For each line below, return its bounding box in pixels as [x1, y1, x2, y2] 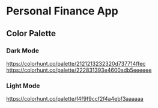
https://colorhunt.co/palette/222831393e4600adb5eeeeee [6, 66, 152, 74]
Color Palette [6, 28, 56, 39]
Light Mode [6, 81, 40, 90]
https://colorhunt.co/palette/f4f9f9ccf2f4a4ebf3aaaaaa [6, 95, 144, 103]
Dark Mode [6, 46, 39, 55]
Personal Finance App [6, 4, 118, 18]
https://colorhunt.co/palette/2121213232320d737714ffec [6, 60, 146, 67]
